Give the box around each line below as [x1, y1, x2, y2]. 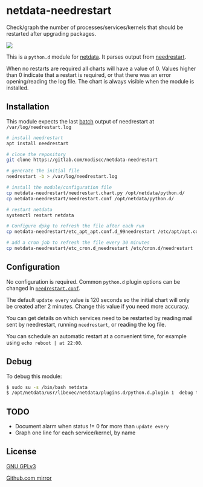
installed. [6, 84, 29, 91]
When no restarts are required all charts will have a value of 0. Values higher [6, 65, 196, 72]
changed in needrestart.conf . [6, 284, 80, 292]
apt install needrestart [6, 140, 69, 146]
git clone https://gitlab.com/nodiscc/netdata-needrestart [6, 157, 158, 163]
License [6, 446, 37, 457]
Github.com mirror [6, 474, 53, 482]
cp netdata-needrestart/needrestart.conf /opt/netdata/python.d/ [6, 195, 174, 201]
